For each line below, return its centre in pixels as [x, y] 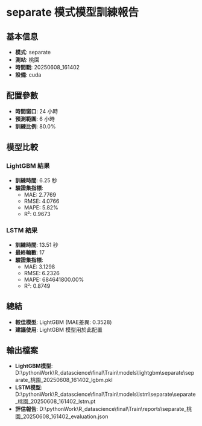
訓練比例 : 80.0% [35, 126]
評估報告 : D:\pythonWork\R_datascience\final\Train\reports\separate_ [101, 409]
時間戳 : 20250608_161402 [47, 67]
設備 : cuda [28, 75]
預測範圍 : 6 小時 [35, 119]
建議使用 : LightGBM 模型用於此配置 [58, 329]
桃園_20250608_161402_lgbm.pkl [71, 380]
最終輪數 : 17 [30, 252]
